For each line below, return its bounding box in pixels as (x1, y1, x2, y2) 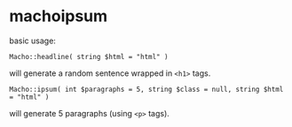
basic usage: (9, 35, 56, 46)
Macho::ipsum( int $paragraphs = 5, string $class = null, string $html (9, 85, 284, 93)
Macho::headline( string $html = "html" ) (9, 52, 169, 61)
